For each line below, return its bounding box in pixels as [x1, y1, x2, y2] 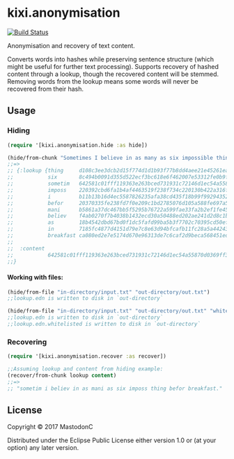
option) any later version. [7, 444, 79, 452]
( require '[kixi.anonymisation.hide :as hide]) [7, 142, 148, 149]
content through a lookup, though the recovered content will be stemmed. [7, 70, 219, 78]
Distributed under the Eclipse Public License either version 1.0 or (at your [7, 436, 217, 444]
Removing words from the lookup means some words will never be [7, 77, 198, 85]
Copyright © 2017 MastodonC [7, 423, 93, 431]
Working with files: [7, 273, 64, 281]
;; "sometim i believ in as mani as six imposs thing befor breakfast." [7, 385, 223, 392]
